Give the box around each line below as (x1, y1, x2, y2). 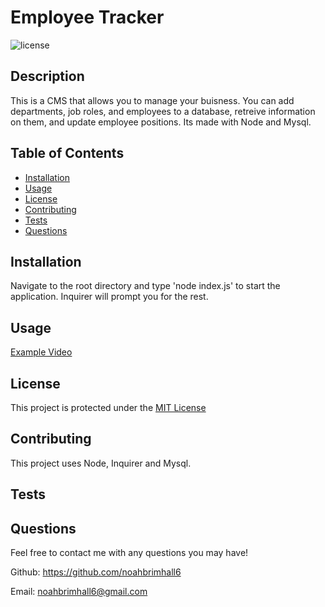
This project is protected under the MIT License (10, 402, 207, 413)
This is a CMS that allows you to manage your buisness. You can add (10, 94, 295, 106)
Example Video (10, 346, 73, 358)
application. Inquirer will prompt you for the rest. (10, 291, 209, 303)
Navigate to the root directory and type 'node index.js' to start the (10, 280, 281, 292)
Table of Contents (10, 145, 125, 162)
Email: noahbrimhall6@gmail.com (10, 586, 148, 598)
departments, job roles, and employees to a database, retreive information (10, 105, 316, 117)
